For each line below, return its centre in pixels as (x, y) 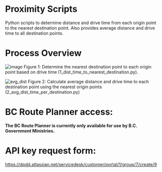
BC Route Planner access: (59, 112)
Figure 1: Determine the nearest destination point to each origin (88, 67)
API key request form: (50, 151)
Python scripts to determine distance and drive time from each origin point (81, 23)
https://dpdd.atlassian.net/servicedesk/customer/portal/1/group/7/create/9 (81, 164)
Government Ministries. (30, 131)
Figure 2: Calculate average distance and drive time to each (88, 81)
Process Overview (44, 53)
